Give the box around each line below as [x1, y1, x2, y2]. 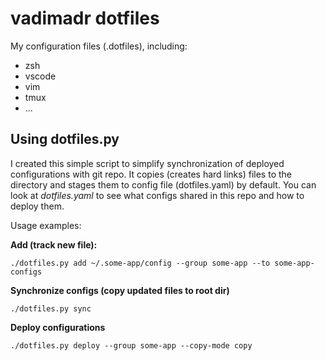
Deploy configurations [10, 321, 106, 333]
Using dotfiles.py [10, 131, 120, 148]
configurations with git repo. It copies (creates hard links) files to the [10, 168, 292, 180]
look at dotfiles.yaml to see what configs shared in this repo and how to [10, 189, 305, 201]
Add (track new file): [10, 238, 98, 251]
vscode [24, 70, 57, 82]
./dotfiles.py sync [10, 303, 92, 314]
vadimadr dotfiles [10, 7, 160, 30]
